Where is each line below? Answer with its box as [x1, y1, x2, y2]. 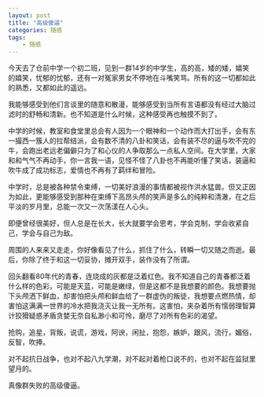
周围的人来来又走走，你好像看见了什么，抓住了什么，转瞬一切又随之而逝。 [8, 245, 249, 255]
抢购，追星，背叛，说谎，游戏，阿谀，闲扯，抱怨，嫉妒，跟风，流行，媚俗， [8, 328, 256, 337]
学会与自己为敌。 [21, 229, 77, 238]
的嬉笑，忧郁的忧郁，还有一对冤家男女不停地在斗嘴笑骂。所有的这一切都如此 [8, 73, 256, 83]
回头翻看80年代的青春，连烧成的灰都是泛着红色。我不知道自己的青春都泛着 [8, 272, 251, 281]
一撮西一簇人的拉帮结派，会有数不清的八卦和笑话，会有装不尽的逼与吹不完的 [8, 136, 256, 145]
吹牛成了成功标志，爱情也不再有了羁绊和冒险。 [8, 166, 159, 175]
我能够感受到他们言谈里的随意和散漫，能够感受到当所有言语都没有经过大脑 [8, 100, 249, 109]
